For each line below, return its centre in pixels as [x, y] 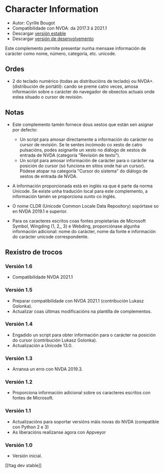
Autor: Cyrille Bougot [34, 23]
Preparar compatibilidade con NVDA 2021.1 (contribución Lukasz [78, 300]
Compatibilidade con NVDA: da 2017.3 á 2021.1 [60, 28]
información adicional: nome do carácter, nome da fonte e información [84, 231]
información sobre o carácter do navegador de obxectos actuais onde [83, 91]
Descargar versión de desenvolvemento [53, 39]
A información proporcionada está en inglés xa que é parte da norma [82, 186]
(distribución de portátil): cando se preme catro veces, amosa [75, 86]
